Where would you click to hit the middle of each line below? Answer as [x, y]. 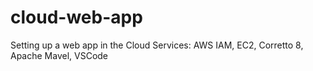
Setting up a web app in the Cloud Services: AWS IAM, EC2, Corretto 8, [157, 45]
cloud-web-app [76, 17]
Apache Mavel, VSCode [59, 55]
